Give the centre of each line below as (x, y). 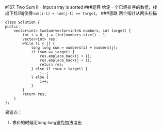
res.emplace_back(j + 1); (66, 60)
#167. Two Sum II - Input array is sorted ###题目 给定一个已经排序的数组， (79, 7)
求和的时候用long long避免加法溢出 (47, 123)
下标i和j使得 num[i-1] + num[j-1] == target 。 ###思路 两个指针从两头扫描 (83, 13)
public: (13, 27)
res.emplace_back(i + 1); (66, 56)
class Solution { (23, 22)
